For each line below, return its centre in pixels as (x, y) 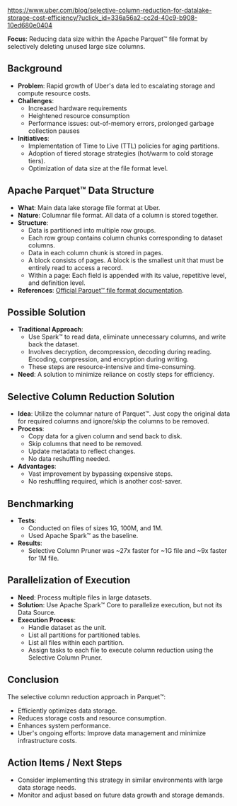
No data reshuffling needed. (69, 459)
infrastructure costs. (47, 740)
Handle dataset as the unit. (67, 627)
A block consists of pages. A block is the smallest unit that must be (126, 260)
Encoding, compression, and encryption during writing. (108, 359)
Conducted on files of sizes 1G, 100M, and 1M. (95, 528)
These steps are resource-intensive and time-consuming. (112, 367)
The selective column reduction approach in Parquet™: (87, 696)
